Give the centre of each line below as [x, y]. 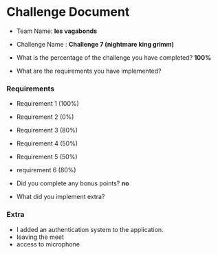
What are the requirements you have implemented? [89, 71]
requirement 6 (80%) [46, 170]
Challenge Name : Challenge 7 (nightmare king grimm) [95, 44]
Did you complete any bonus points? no [73, 183]
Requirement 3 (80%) [47, 130]
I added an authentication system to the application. [90, 229]
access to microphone [48, 244]
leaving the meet [40, 237]
